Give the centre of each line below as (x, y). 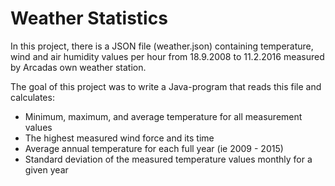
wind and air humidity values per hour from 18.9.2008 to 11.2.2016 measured (167, 56)
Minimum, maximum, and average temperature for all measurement (163, 116)
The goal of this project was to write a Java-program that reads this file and (166, 86)
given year (46, 169)
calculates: (32, 97)
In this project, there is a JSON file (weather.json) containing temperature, (162, 46)
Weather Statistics (89, 18)
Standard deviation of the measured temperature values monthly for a (168, 159)
